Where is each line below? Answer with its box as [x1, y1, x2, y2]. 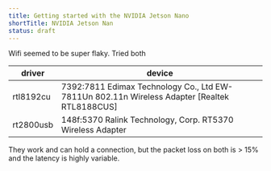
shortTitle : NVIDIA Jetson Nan [8, 19, 114, 27]
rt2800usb [12, 120, 54, 131]
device [146, 67, 173, 79]
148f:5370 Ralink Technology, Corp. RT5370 [60, 114, 234, 125]
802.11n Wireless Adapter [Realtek [94, 92, 230, 103]
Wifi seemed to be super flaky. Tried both [8, 49, 147, 59]
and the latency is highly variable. [8, 153, 120, 163]
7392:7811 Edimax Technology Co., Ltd [60, 81, 214, 92]
